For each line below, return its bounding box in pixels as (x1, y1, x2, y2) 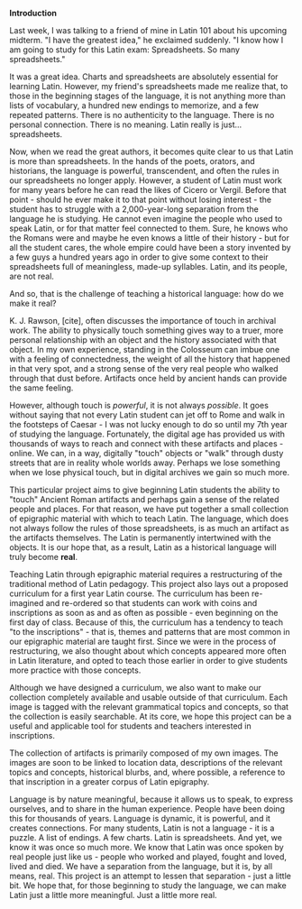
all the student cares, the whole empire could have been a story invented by (9, 243, 291, 252)
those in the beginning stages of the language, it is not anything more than (9, 90, 286, 101)
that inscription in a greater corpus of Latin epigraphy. (9, 776, 210, 787)
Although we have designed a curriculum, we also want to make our (9, 683, 261, 693)
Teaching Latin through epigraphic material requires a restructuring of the (9, 569, 283, 580)
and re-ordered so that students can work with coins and (45, 598, 258, 608)
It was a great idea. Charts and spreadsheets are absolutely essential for (9, 71, 279, 82)
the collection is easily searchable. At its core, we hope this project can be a (9, 712, 292, 721)
